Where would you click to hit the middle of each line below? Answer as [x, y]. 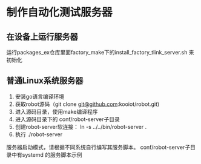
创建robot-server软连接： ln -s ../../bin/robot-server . [81, 126]
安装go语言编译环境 [40, 96]
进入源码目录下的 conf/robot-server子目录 [67, 119]
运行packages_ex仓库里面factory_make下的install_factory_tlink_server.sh [97, 52]
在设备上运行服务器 [42, 37]
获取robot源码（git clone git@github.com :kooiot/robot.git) [87, 104]
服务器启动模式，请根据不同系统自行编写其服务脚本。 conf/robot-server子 [98, 147]
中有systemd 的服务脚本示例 [47, 154]
